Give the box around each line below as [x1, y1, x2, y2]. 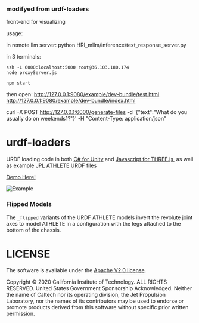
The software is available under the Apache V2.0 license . [6, 267, 147, 274]
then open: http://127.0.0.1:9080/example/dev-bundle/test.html [6, 91, 160, 98]
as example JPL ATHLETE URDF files [6, 162, 97, 169]
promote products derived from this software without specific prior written [6, 304, 189, 311]
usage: [6, 30, 23, 37]
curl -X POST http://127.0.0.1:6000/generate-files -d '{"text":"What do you [6, 109, 188, 116]
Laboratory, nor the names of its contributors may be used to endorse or [6, 297, 184, 304]
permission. [6, 310, 35, 318]
